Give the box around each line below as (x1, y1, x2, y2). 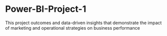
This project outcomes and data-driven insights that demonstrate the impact (5, 20, 162, 26)
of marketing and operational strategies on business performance (5, 25, 141, 31)
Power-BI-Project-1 (5, 3, 86, 15)
